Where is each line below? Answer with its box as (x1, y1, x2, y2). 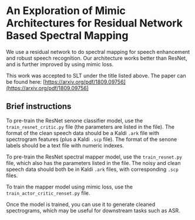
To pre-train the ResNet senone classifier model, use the (6, 117, 143, 124)
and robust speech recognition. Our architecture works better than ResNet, (6, 54, 187, 61)
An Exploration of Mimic (6, 4, 126, 18)
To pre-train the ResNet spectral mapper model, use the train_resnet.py (6, 153, 183, 160)
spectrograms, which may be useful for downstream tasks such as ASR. (6, 207, 180, 214)
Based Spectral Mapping (6, 29, 129, 42)
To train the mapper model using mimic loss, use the (6, 183, 133, 190)
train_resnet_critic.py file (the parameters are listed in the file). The (6, 123, 175, 130)
